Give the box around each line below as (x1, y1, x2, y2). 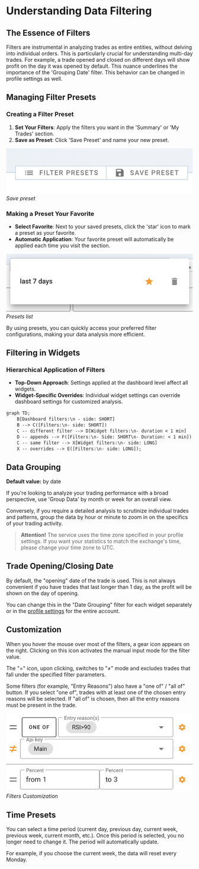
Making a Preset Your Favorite (6, 210, 95, 218)
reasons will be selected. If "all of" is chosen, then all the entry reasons (6, 695, 179, 702)
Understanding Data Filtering (6, 4, 152, 18)
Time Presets (6, 810, 56, 820)
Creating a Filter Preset (6, 110, 74, 118)
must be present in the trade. (6, 701, 77, 709)
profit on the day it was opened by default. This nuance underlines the (6, 62, 178, 70)
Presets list (6, 313, 34, 320)
